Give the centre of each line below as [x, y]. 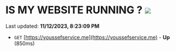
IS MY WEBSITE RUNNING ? [74, 10]
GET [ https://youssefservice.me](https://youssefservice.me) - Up [92, 37]
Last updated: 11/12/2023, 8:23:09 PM [53, 26]
